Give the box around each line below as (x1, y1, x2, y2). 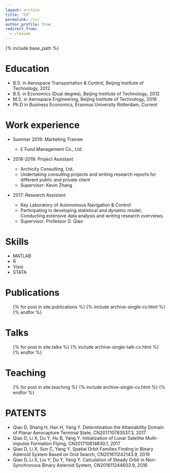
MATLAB (12, 253, 32, 259)
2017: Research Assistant (12, 192, 66, 198)
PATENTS (5, 407, 47, 418)
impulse (12, 440, 30, 446)
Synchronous (12, 462, 41, 468)
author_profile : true (5, 21, 52, 27)
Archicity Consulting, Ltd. (20, 166, 74, 172)
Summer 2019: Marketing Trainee (12, 136, 83, 142)
